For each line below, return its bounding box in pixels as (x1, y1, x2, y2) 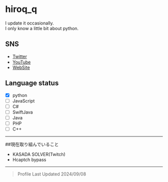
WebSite (12, 64, 30, 70)
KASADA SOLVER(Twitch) (12, 151, 66, 157)
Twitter (12, 53, 27, 59)
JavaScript (12, 97, 35, 103)
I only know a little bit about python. (5, 25, 79, 31)
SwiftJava (12, 109, 33, 115)
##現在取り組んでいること (5, 141, 59, 147)
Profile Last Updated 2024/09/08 (17, 171, 86, 177)
